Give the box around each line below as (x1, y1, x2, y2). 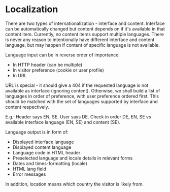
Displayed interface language (12, 139, 75, 145)
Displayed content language (12, 144, 72, 150)
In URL (12, 72, 27, 78)
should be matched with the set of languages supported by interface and (5, 98, 158, 105)
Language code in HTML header (12, 149, 81, 155)
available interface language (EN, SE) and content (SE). (5, 119, 121, 125)
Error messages (12, 171, 46, 177)
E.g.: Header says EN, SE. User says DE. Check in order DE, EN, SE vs (5, 113, 151, 120)
